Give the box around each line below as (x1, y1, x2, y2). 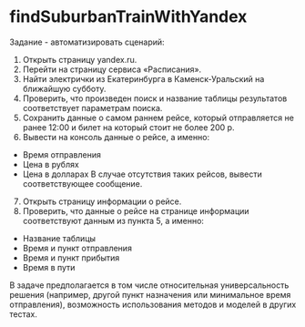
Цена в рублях (22, 158, 79, 169)
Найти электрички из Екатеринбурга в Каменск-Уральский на (22, 73, 265, 84)
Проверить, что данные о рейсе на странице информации (22, 205, 249, 216)
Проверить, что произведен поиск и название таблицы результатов (22, 93, 288, 104)
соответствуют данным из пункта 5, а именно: (22, 215, 205, 226)
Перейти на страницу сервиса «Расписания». (22, 64, 202, 75)
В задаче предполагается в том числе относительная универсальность (9, 280, 290, 291)
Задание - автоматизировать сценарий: (9, 36, 166, 47)
